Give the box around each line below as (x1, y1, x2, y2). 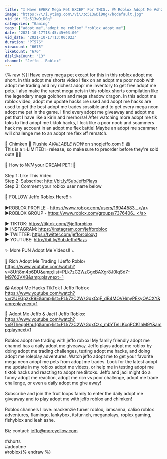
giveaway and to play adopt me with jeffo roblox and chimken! (5, 396, 133, 402)
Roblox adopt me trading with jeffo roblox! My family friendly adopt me (5, 337, 150, 344)
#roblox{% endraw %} (5, 449, 51, 455)
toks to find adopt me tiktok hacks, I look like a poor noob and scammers (5, 120, 154, 126)
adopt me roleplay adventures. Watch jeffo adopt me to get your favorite (5, 353, 153, 359)
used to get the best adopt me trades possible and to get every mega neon (5, 104, 159, 110)
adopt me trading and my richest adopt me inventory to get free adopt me (5, 83, 157, 89)
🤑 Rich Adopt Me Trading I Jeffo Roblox (5, 258, 86, 264)
